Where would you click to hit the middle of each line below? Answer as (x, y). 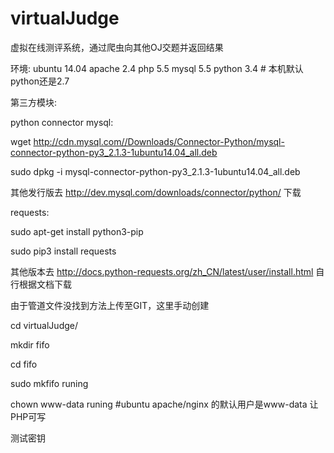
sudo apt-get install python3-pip (77, 231)
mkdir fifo (30, 344)
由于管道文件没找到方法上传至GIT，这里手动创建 (110, 305)
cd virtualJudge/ (44, 325)
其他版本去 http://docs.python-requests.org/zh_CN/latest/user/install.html (162, 271)
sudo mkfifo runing (49, 383)
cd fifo (24, 364)
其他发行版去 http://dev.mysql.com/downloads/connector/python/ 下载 (156, 192)
